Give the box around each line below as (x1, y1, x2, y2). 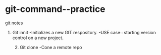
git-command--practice (5, 3, 106, 15)
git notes (5, 20, 23, 26)
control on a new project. (12, 35, 63, 41)
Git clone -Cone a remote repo (19, 44, 82, 50)
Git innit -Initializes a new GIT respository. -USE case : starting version (12, 29, 156, 35)
